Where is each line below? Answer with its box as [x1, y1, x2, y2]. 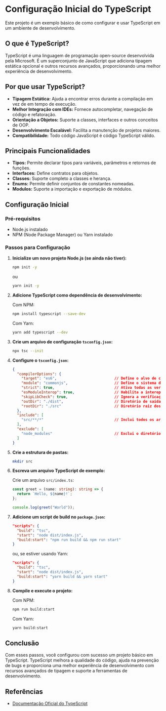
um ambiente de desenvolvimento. [5, 25, 76, 31]
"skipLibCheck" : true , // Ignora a [21, 394, 139, 399]
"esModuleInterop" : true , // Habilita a [21, 390, 143, 395]
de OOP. [12, 122, 30, 128]
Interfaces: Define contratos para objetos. [12, 170, 99, 176]
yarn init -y [12, 283, 40, 289]
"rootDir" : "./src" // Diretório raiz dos [21, 404, 161, 409]
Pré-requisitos [5, 215, 41, 222]
